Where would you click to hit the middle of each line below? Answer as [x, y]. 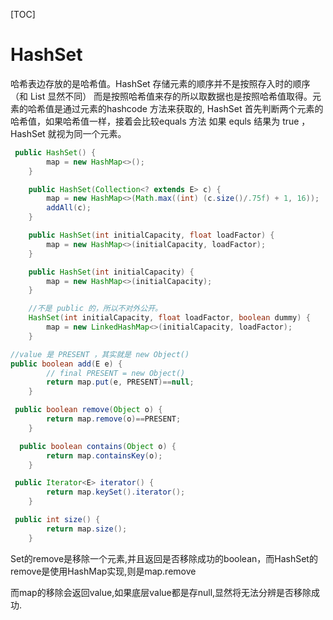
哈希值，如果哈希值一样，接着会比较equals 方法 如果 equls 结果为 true [155, 121]
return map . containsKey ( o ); [104, 455]
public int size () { [57, 520]
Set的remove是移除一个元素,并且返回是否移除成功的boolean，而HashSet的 [164, 558]
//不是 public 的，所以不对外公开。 [95, 309]
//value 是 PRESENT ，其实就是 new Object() [100, 354]
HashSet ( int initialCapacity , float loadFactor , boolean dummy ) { [169, 318]
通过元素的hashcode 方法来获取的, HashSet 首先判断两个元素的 [193, 108]
